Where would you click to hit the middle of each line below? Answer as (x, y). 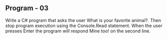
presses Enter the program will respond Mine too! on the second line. (78, 31)
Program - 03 (27, 8)
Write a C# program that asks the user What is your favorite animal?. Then (83, 20)
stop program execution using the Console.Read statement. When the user (84, 25)
